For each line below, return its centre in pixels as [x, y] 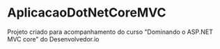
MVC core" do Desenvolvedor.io [53, 39]
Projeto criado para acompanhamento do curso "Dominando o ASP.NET [110, 32]
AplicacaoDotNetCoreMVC [87, 13]
